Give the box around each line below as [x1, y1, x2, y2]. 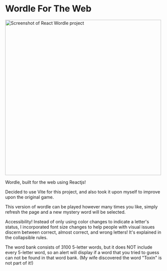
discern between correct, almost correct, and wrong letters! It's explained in [5, 229, 162, 235]
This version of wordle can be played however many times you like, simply [5, 203, 158, 209]
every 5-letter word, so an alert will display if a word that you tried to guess [5, 249, 160, 255]
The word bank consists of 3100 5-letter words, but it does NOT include [5, 244, 153, 250]
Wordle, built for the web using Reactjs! [5, 179, 86, 185]
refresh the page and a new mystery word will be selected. [5, 209, 126, 215]
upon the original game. [5, 194, 54, 200]
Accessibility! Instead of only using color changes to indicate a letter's [5, 218, 150, 224]
